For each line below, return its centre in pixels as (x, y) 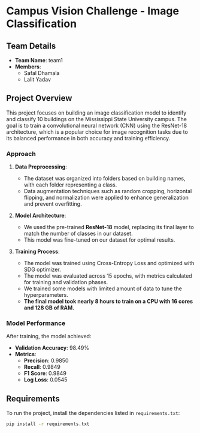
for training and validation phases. (66, 282)
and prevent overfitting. (53, 204)
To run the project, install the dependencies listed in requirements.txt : (93, 413)
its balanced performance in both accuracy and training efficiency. (88, 138)
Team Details (31, 46)
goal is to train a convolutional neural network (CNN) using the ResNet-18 (97, 125)
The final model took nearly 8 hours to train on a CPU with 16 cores (108, 302)
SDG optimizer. (42, 270)
